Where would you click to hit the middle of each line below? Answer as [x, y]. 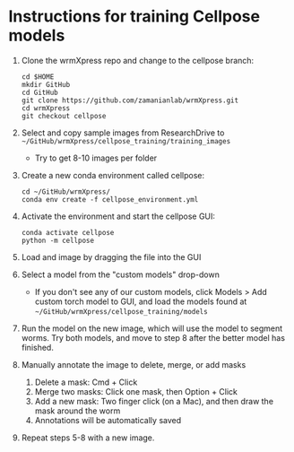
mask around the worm [78, 411]
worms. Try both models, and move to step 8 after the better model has [153, 337]
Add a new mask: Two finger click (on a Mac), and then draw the [154, 401]
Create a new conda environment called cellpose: [113, 175]
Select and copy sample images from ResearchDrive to [123, 133]
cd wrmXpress [46, 108]
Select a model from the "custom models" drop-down [121, 274]
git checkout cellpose [64, 116]
